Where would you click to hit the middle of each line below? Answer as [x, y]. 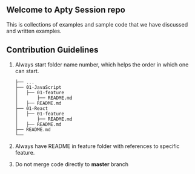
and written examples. [34, 31]
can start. [27, 71]
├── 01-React [31, 108]
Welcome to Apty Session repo [66, 10]
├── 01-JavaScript [38, 87]
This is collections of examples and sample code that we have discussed [97, 24]
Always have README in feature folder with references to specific [97, 146]
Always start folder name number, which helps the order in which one [102, 64]
